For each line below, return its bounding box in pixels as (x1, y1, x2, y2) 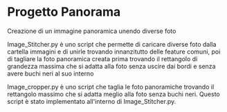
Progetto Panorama (7, 4, 121, 20)
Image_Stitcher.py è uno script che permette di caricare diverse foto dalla (7, 40, 217, 48)
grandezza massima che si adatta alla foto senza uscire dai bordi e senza (7, 62, 216, 70)
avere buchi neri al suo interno (7, 69, 94, 78)
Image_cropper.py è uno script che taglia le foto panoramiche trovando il (7, 82, 215, 91)
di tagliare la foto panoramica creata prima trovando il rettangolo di (7, 54, 198, 63)
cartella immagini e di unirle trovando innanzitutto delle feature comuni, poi (7, 47, 221, 56)
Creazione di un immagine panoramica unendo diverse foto (7, 27, 176, 35)
